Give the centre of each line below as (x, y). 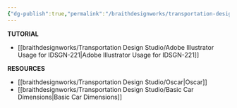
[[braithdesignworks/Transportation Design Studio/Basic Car (105, 89)
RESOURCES (26, 68)
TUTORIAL (23, 34)
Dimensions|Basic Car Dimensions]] (69, 97)
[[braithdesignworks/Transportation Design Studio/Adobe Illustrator (116, 47)
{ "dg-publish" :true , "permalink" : (56, 14)
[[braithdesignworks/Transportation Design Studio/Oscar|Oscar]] (113, 82)
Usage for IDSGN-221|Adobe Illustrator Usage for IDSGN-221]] (108, 55)
